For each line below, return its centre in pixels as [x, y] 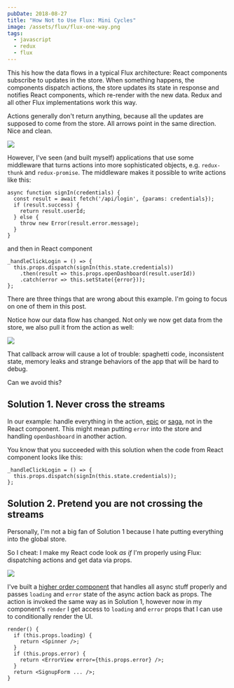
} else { [26, 217]
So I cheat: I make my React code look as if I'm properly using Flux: [104, 552]
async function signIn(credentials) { [64, 192]
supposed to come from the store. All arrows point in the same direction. [112, 123]
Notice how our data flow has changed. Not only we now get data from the [115, 320]
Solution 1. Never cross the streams [86, 404]
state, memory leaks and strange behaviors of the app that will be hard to [113, 361]
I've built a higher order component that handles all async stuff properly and [117, 587]
